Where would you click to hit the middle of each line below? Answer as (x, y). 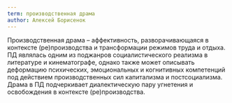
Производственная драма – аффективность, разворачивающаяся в (108, 40)
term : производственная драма (51, 14)
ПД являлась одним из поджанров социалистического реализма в (108, 55)
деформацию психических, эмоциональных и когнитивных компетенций (116, 70)
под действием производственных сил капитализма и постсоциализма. (115, 77)
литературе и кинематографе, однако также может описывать (101, 62)
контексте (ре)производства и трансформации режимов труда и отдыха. (116, 47)
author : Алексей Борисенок (46, 20)
